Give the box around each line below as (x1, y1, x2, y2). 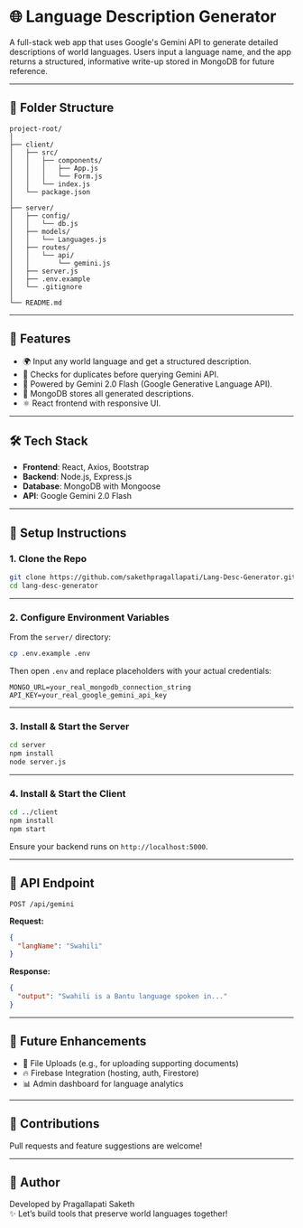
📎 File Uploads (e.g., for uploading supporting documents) (22, 1057, 239, 1068)
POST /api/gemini (9, 899, 75, 909)
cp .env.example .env (9, 649, 91, 659)
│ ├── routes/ (9, 242, 70, 252)
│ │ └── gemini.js (9, 258, 111, 267)
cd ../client (9, 808, 59, 817)
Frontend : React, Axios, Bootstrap (22, 462, 150, 473)
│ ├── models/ (9, 227, 70, 236)
